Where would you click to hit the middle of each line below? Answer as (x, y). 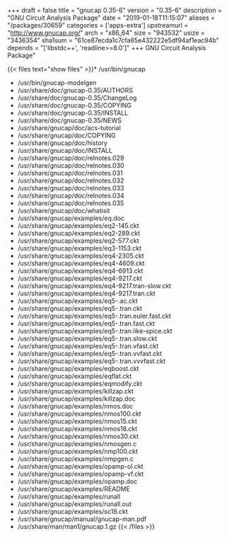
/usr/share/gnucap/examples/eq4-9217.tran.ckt (86, 293)
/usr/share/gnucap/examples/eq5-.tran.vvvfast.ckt (92, 361)
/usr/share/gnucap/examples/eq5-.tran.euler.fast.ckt (94, 316)
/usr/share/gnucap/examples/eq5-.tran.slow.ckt (87, 338)
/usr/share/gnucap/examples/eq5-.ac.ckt (77, 301)
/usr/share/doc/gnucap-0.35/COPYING (75, 105)
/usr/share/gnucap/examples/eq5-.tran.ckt (80, 308)
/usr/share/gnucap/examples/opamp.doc (77, 481)
